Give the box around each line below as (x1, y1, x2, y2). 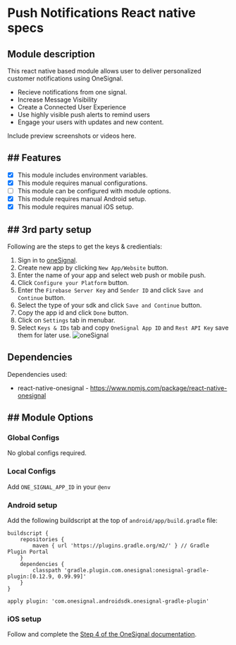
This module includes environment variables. (17, 171, 148, 179)
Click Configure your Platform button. (17, 278, 129, 287)
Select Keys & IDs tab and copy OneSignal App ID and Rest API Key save (17, 323, 229, 332)
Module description (7, 48, 95, 60)
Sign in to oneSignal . (17, 255, 77, 264)
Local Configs (7, 466, 56, 476)
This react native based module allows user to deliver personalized (7, 67, 202, 75)
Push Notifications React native (7, 5, 196, 21)
